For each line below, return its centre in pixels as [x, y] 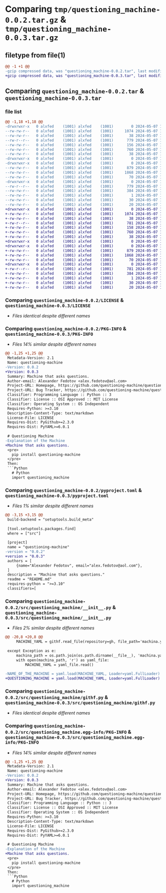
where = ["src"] [24, 533]
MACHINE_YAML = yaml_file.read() [59, 665]
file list [14, 111]
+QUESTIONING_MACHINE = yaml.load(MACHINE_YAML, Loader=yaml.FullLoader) [83, 678]
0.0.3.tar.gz [32, 38]
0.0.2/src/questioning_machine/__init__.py [58, 607]
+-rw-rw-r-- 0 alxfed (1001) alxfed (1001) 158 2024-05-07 [82, 228]
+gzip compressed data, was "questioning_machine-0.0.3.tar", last [76, 76]
